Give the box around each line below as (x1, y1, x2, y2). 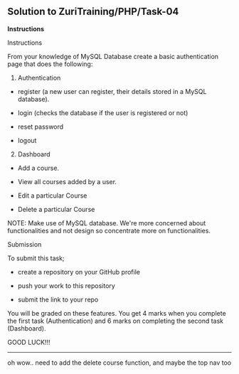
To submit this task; (7, 254, 65, 262)
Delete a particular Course (17, 205, 95, 213)
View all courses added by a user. (17, 177, 117, 186)
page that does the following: (7, 60, 93, 68)
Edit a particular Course (17, 191, 87, 200)
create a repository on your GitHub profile (17, 267, 141, 276)
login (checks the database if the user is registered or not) (17, 108, 188, 117)
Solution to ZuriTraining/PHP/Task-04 (7, 6, 179, 18)
